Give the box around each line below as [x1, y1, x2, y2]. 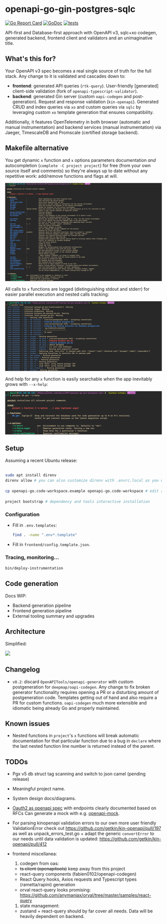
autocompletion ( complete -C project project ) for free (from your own [5, 162, 151, 168]
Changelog [5, 666, 40, 674]
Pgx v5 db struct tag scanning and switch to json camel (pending [12, 771, 146, 777]
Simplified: [5, 641, 27, 647]
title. [5, 40, 14, 46]
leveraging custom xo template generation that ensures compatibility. [12, 109, 154, 115]
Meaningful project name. [12, 786, 66, 792]
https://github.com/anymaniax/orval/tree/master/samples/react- [19, 892, 152, 898]
